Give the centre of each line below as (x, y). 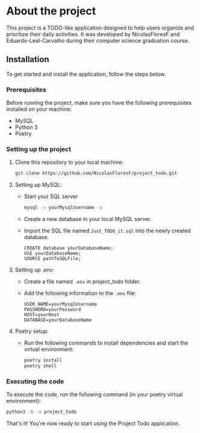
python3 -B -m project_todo (42, 412)
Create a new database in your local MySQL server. (88, 219)
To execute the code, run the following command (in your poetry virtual (95, 394)
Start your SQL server (51, 196)
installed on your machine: (39, 109)
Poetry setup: (32, 331)
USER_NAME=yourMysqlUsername (61, 304)
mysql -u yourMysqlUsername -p (63, 208)
